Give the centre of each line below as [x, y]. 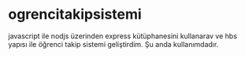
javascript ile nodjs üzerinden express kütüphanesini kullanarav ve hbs [123, 36]
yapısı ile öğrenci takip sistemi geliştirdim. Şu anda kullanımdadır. [113, 44]
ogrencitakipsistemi [75, 14]
